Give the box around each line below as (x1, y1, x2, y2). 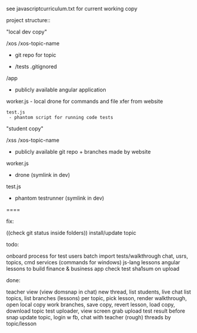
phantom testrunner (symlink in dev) (14, 194, 104, 201)
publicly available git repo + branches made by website (14, 148, 151, 155)
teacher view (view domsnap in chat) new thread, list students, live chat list (6, 288, 191, 295)
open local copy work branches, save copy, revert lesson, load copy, (6, 301, 176, 308)
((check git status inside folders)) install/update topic (6, 230, 136, 236)
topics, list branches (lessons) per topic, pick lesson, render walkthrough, (6, 295, 187, 301)
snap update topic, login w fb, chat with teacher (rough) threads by (6, 314, 171, 320)
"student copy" (6, 125, 44, 132)
